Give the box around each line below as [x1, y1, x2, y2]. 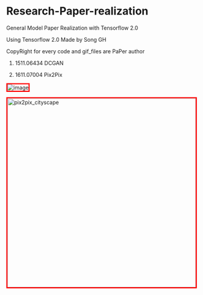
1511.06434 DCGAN [14, 59, 64, 66]
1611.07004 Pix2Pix [14, 71, 63, 78]
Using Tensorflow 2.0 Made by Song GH [6, 36, 107, 43]
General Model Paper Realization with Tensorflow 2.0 [6, 24, 139, 31]
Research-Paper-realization [6, 4, 149, 18]
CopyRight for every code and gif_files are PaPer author [6, 47, 145, 55]
